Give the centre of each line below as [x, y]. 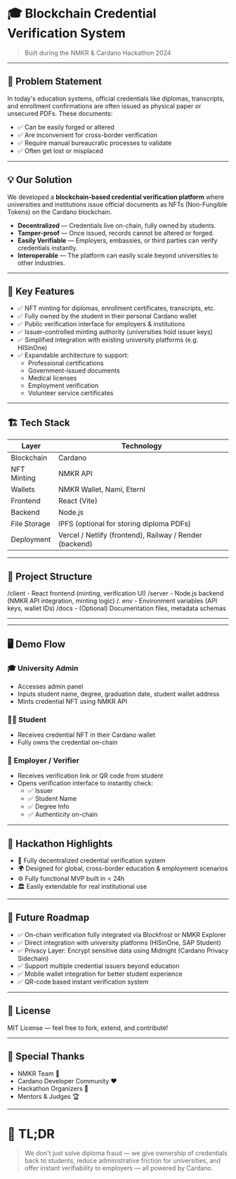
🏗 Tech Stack [39, 423]
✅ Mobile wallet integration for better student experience [100, 974]
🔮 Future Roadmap [48, 918]
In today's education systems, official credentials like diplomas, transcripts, [116, 98]
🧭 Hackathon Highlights [60, 843]
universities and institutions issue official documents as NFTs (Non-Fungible [117, 204]
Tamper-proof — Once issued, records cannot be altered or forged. [116, 233]
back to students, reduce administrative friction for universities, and [123, 1161]
